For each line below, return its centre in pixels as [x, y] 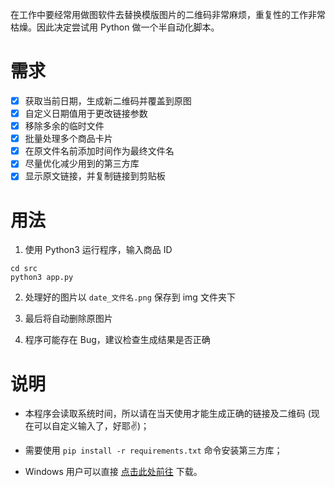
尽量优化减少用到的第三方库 [82, 164]
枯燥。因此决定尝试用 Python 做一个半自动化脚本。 [115, 27]
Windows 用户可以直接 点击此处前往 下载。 [113, 472]
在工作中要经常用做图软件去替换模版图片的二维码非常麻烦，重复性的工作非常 [168, 14]
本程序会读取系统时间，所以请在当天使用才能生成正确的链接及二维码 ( [168, 414]
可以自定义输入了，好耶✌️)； [91, 426]
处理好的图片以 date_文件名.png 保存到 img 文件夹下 [130, 297]
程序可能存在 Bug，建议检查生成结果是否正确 [117, 340]
